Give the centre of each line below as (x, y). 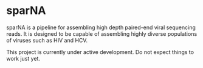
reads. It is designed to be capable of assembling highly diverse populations (102, 33)
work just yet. (23, 58)
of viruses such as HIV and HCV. (47, 40)
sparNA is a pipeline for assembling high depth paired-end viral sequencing (101, 27)
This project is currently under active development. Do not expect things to (100, 52)
